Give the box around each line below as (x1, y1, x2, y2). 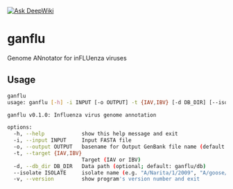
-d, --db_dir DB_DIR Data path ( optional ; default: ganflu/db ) (13, 163, 207, 170)
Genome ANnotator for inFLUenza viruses (7, 54, 127, 62)
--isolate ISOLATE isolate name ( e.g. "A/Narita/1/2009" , (13, 169, 197, 176)
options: (7, 124, 33, 131)
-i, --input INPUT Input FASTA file (13, 137, 132, 144)
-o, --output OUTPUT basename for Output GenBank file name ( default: (13, 143, 228, 150)
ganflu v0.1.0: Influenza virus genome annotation (7, 111, 157, 118)
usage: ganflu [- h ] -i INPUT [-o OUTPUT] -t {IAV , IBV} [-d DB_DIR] (7, 99, 207, 106)
